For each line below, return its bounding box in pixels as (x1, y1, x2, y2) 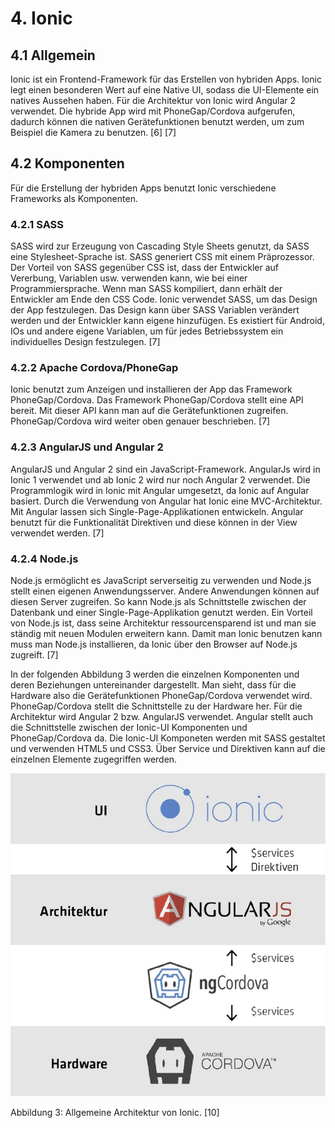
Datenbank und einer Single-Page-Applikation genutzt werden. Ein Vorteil (10, 607, 313, 618)
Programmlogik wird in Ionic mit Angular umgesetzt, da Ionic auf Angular (10, 484, 310, 496)
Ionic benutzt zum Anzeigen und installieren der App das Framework (10, 383, 293, 396)
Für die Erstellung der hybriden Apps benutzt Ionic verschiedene (10, 182, 277, 194)
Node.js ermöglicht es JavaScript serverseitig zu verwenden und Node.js (10, 575, 312, 586)
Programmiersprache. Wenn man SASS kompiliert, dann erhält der (10, 283, 283, 295)
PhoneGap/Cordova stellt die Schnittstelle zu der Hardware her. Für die (10, 700, 303, 712)
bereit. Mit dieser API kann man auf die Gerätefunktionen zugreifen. (10, 405, 289, 417)
